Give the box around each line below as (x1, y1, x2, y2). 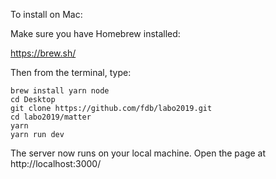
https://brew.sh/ (10, 47, 77, 59)
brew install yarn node (10, 86, 110, 96)
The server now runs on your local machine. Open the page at (10, 147, 267, 159)
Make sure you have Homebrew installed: (10, 28, 181, 39)
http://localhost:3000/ (10, 158, 102, 169)
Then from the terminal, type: (10, 67, 132, 78)
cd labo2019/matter (10, 112, 92, 122)
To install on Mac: (10, 9, 83, 20)
